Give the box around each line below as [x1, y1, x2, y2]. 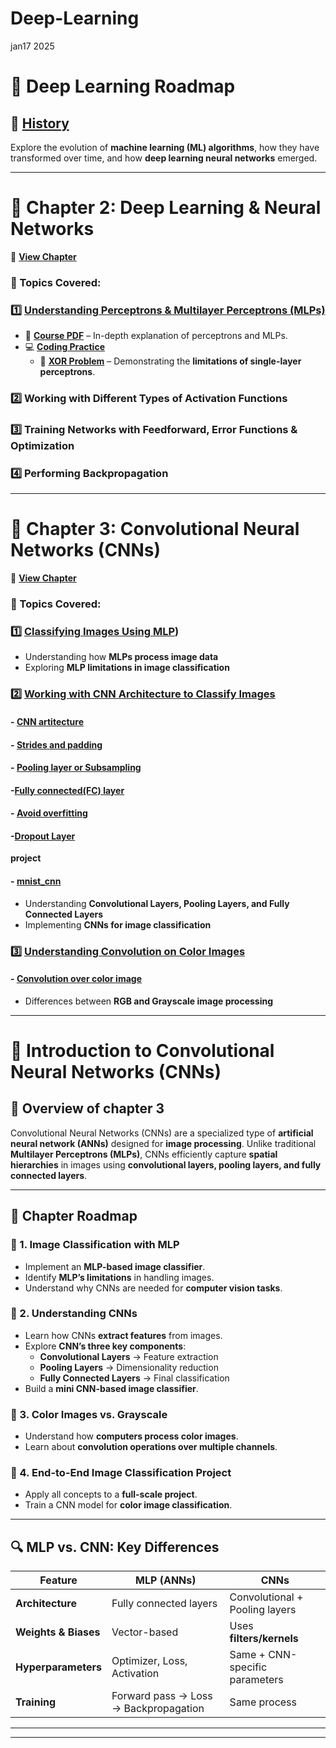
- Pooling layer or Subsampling [10, 762, 142, 774]
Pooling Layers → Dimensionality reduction [39, 1361, 219, 1373]
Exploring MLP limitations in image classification [24, 662, 230, 674]
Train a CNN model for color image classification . [24, 1499, 233, 1511]
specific [229, 1660, 268, 1674]
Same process [229, 1695, 298, 1709]
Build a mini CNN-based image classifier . [24, 1382, 199, 1394]
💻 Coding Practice [24, 341, 105, 353]
